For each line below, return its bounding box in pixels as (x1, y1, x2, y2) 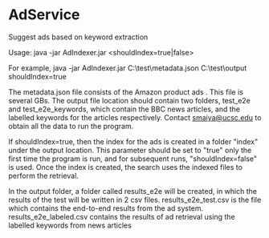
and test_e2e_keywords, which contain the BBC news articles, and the (8, 104, 241, 114)
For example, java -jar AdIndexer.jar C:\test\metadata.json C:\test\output (8, 63, 247, 73)
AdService (8, 6, 80, 24)
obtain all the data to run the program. (8, 121, 134, 131)
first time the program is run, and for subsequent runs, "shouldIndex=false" (8, 154, 258, 163)
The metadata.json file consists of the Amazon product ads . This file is (8, 87, 243, 97)
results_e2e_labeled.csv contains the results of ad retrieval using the (8, 212, 235, 221)
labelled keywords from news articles (8, 220, 132, 230)
